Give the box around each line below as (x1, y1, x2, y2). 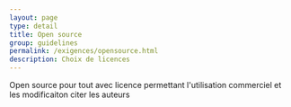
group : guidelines (9, 38, 78, 48)
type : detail (9, 22, 58, 31)
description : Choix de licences (9, 55, 130, 64)
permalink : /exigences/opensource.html (9, 47, 159, 56)
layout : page (9, 13, 58, 22)
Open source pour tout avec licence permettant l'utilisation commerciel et (9, 80, 282, 90)
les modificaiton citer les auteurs (9, 89, 130, 100)
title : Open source (9, 30, 83, 39)
